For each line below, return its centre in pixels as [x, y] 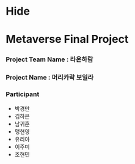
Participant [23, 94]
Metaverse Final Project [67, 39]
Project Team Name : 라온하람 [49, 59]
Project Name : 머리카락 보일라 [50, 78]
